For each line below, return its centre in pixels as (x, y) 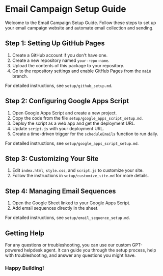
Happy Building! (25, 268)
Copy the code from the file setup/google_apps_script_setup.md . (78, 118)
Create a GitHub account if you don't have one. (60, 55)
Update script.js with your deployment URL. (58, 128)
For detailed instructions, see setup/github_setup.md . (59, 85)
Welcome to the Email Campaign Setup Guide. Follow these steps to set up (81, 23)
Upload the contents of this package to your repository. (68, 65)
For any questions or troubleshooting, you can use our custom (68, 245)
